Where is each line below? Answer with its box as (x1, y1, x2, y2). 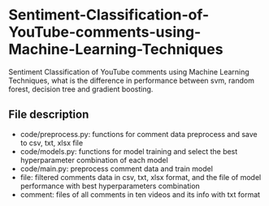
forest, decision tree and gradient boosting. (8, 84, 154, 94)
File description (8, 108, 89, 122)
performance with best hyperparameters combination (20, 181, 201, 191)
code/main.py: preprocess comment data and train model (20, 164, 214, 174)
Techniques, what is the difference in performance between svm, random (8, 75, 254, 85)
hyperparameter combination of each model (20, 155, 168, 165)
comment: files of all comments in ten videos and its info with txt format (20, 189, 261, 200)
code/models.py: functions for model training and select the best (20, 146, 238, 156)
